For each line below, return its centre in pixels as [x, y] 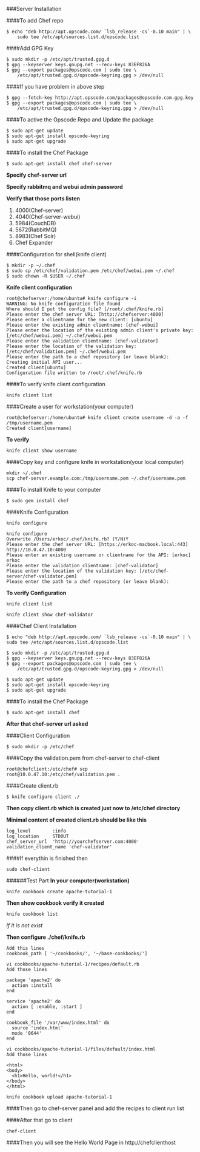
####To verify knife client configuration [56, 384]
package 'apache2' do [34, 980]
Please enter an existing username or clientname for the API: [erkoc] [98, 555]
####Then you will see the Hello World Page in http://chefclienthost [91, 1142]
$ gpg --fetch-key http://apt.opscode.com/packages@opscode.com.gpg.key [100, 98]
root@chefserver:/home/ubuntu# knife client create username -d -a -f [97, 418]
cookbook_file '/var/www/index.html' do [58, 1023]
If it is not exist [25, 925]
